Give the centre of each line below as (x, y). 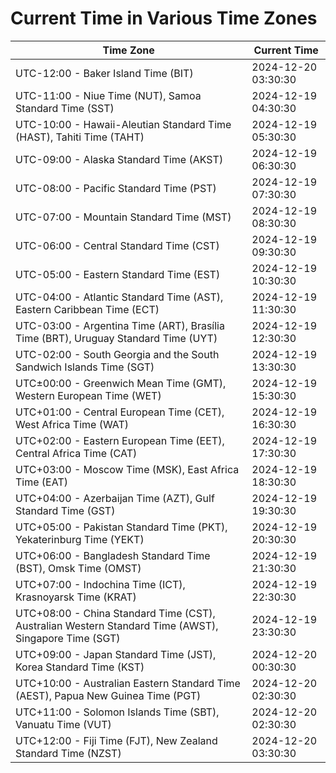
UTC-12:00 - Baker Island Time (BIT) (104, 73)
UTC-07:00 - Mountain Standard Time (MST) (123, 217)
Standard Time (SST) (65, 108)
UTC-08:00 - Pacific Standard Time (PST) (116, 188)
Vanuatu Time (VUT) (63, 724)
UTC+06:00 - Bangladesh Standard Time (113, 555)
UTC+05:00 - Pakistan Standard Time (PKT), (121, 527)
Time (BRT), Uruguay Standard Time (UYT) (116, 338)
